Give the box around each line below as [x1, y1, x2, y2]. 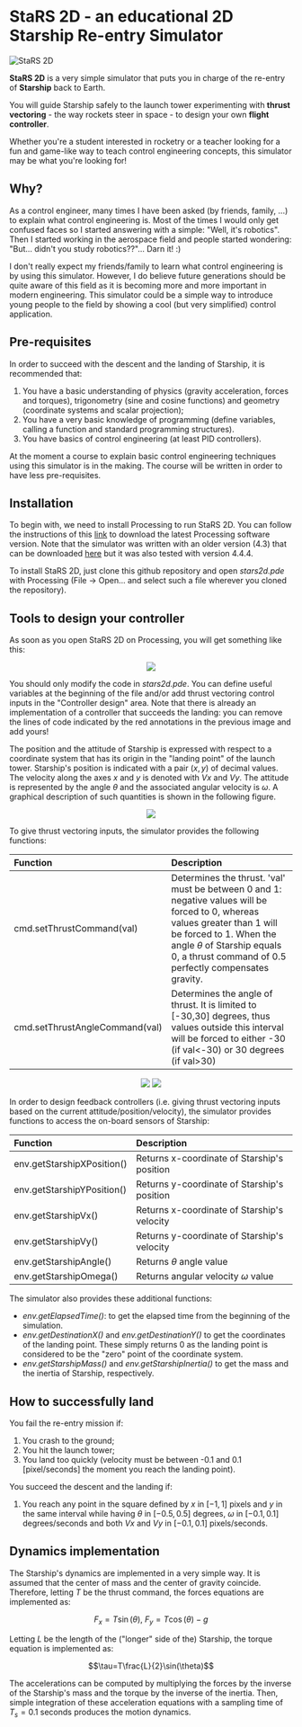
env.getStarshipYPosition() [13, 1184, 128, 1197]
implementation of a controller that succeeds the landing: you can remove [9, 708, 283, 718]
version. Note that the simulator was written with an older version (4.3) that [9, 539, 288, 549]
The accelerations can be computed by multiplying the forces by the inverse [9, 1678, 292, 1688]
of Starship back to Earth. [9, 82, 106, 93]
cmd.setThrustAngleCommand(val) [13, 1021, 163, 1034]
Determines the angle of [171, 987, 273, 1000]
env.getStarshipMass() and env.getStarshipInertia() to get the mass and [22, 1358, 289, 1369]
